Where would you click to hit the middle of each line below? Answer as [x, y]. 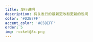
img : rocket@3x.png [25, 32]
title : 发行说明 [20, 9]
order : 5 [14, 28]
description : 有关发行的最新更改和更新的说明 [47, 14]
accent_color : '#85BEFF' [30, 23]
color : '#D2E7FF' [23, 18]
